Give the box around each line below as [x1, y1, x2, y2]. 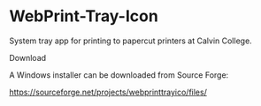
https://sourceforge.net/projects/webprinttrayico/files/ [9, 87, 208, 97]
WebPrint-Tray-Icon [9, 6, 159, 26]
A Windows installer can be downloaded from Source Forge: [9, 69, 229, 80]
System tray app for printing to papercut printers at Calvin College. [9, 35, 252, 46]
